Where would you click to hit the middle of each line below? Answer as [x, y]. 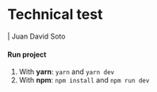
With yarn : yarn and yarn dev [67, 72]
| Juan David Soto [36, 36]
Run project [27, 54]
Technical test [55, 15]
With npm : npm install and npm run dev [84, 80]
